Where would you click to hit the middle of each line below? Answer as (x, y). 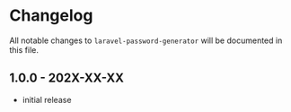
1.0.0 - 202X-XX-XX (66, 78)
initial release (47, 99)
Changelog (51, 16)
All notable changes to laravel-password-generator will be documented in (146, 40)
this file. (24, 49)
